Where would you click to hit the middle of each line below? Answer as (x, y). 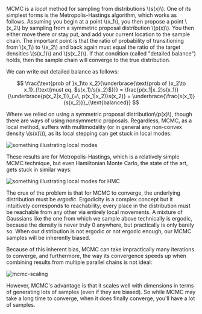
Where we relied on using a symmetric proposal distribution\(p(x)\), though (99, 114)
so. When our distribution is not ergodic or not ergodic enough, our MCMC (99, 231)
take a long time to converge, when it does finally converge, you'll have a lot (101, 298)
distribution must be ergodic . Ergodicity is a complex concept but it (90, 199)
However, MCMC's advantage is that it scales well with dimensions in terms (100, 285)
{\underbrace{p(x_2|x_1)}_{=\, (44, 96)
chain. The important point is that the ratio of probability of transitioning (95, 41)
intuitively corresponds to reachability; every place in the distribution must (99, 206)
